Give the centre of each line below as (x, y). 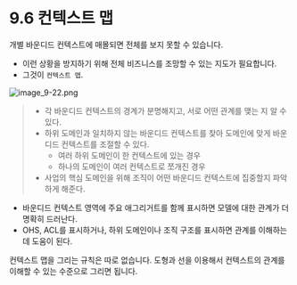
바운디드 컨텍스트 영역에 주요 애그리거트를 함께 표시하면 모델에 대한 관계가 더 (156, 208)
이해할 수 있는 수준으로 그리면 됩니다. (74, 271)
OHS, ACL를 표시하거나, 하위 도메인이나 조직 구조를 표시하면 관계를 (139, 230)
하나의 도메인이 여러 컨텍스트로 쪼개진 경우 (132, 167)
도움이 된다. (52, 240)
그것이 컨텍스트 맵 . (53, 74)
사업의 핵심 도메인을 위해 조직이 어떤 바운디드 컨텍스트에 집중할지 (157, 177)
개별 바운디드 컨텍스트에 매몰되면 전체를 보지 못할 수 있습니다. (116, 45)
